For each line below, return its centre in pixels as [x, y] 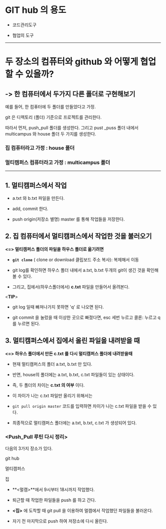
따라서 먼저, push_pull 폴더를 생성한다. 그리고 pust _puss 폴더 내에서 [72, 128]
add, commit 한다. [30, 209]
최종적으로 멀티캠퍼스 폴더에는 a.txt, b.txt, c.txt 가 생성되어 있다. [74, 423]
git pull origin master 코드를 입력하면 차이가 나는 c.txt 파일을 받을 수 [82, 406]
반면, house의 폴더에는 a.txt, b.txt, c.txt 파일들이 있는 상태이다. [73, 374]
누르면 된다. [29, 323]
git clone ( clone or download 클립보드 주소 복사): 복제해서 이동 [76, 260]
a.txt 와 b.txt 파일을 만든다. [39, 198]
